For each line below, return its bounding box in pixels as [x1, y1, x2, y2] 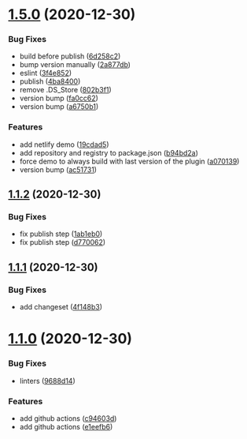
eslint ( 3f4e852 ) [19, 69, 72, 78]
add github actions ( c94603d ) [19, 413, 117, 423]
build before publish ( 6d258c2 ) [19, 51, 121, 61]
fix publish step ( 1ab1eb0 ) [19, 229, 103, 238]
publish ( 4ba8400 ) [19, 77, 81, 86]
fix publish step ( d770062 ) [19, 238, 106, 247]
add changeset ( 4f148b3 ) [19, 302, 103, 312]
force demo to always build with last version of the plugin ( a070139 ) [19, 156, 240, 166]
